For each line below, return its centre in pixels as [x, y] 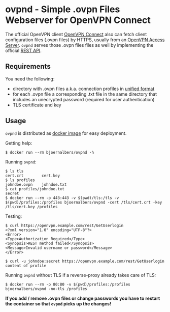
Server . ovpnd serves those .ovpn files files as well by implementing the [79, 45]
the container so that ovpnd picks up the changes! [58, 303]
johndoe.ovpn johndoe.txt [36, 184]
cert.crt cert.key [32, 176]
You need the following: [30, 79]
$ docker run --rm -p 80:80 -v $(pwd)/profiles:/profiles [68, 284]
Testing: [14, 216]
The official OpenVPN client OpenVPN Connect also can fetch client [76, 34]
